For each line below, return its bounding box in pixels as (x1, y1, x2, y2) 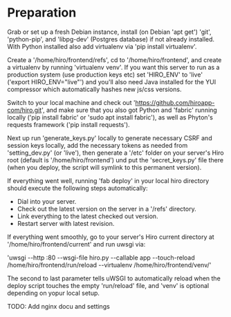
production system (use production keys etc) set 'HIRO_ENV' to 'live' (7, 70, 203, 79)
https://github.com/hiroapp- (135, 98, 215, 106)
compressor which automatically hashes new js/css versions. (7, 85, 182, 93)
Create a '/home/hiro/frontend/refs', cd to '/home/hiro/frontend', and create (7, 55, 222, 64)
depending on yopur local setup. (7, 289, 100, 297)
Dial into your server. (17, 197, 77, 205)
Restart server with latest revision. (17, 219, 115, 227)
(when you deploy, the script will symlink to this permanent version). (7, 163, 202, 171)
